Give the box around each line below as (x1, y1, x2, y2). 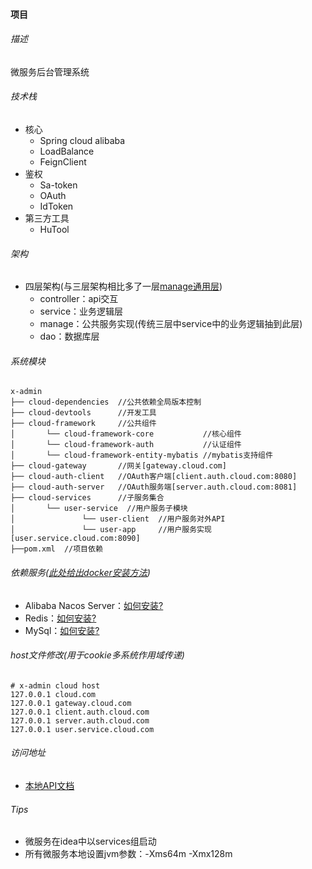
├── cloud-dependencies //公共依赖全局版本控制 (10, 397, 202, 408)
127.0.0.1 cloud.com (10, 689, 97, 699)
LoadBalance (39, 145, 95, 157)
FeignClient (39, 156, 87, 168)
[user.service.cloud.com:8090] (10, 534, 141, 544)
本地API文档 (24, 780, 75, 792)
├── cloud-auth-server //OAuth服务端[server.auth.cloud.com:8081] (10, 482, 298, 493)
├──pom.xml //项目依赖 (10, 544, 103, 554)
